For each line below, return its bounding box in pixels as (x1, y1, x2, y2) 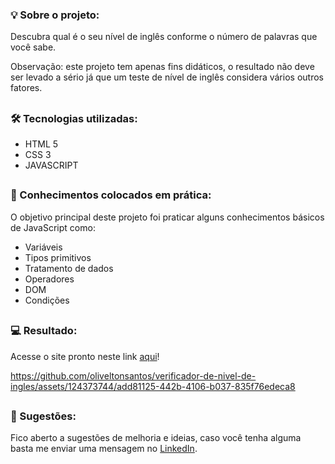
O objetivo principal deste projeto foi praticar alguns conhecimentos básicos (10, 211, 325, 223)
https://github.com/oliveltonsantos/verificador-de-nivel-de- (10, 369, 257, 382)
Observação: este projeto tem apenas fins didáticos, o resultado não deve (10, 61, 315, 73)
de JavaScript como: (10, 221, 96, 233)
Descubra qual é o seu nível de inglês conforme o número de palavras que (10, 31, 318, 43)
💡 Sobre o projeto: (10, 8, 100, 22)
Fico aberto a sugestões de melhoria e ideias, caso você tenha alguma (10, 432, 302, 444)
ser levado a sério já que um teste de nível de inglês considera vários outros (10, 71, 324, 83)
